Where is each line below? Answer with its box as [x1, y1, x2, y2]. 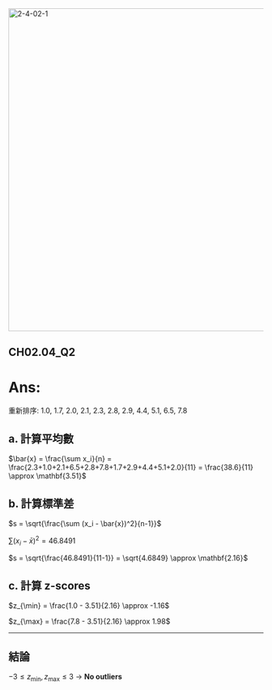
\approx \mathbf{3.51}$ [8, 471, 87, 481]
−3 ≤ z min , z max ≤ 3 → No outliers [8, 672, 123, 684]
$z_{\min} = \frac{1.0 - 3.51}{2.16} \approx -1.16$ [8, 601, 170, 611]
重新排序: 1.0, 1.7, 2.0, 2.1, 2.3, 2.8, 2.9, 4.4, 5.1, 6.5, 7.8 [8, 405, 188, 416]
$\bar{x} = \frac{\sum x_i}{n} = [8, 454, 113, 464]
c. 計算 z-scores [8, 579, 91, 593]
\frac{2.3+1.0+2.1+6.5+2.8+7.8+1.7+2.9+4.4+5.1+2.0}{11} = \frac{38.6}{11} [8, 462, 253, 473]
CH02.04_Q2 [8, 345, 76, 359]
